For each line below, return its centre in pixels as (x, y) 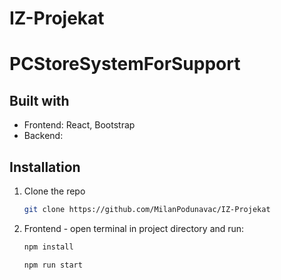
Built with (39, 100)
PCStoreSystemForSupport (125, 64)
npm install (48, 247)
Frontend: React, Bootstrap (79, 125)
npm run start (53, 265)
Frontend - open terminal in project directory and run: (134, 228)
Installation (45, 167)
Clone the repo (54, 191)
